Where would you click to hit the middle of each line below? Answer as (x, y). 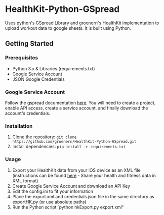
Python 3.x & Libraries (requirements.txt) (54, 68)
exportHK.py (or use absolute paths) (49, 202)
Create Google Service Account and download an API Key (71, 186)
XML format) (25, 181)
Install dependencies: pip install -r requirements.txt (69, 147)
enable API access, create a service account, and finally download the (77, 108)
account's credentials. (28, 113)
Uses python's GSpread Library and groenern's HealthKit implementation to (82, 23)
